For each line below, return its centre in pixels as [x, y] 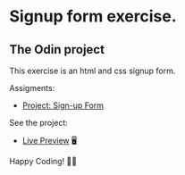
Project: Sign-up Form [63, 105]
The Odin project [57, 50]
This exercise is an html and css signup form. [92, 71]
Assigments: [32, 88]
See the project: [39, 123]
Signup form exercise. [93, 17]
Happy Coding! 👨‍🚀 [43, 161]
